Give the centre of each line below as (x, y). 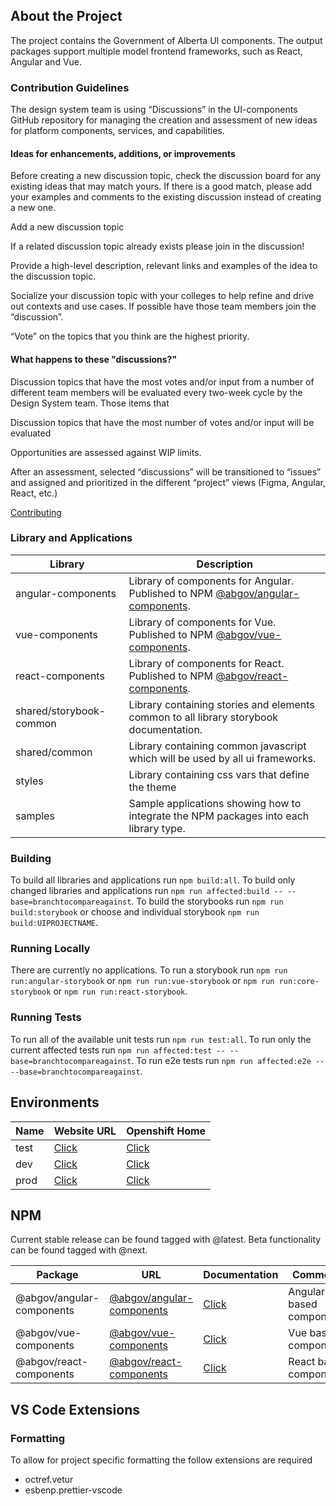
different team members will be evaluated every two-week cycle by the (156, 392)
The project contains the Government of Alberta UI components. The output (166, 40)
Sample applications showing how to (215, 803)
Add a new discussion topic (67, 227)
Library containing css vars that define (219, 774)
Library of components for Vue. (202, 622)
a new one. (33, 208)
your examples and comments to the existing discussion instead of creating (166, 197)
